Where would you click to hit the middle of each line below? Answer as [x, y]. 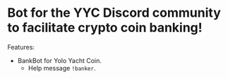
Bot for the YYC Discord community [114, 13]
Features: [21, 47]
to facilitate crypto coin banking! [105, 28]
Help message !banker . [62, 68]
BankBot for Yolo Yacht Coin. [60, 60]
